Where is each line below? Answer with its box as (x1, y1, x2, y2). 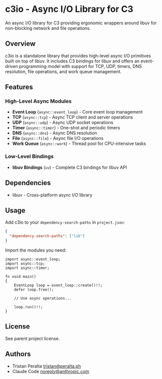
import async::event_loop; (5, 256, 61, 261)
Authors (5, 350, 31, 358)
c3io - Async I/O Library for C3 (5, 3, 133, 15)
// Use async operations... (14, 296, 72, 301)
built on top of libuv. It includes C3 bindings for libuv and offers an (5, 58, 140, 64)
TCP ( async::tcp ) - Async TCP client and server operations (12, 114, 133, 120)
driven (5, 63, 18, 69)
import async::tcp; (5, 261, 45, 266)
